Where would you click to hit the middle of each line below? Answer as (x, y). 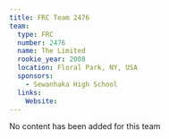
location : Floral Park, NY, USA (78, 68)
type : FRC (35, 34)
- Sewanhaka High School (72, 84)
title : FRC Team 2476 (50, 17)
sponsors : (35, 76)
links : (30, 92)
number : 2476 (42, 43)
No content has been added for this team (85, 126)
